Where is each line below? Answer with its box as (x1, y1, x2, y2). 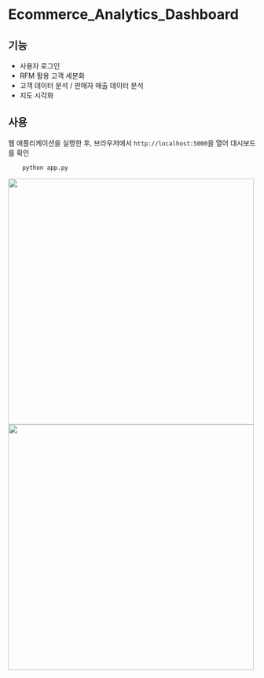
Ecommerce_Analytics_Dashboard (8, 6, 240, 24)
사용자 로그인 (19, 61, 60, 70)
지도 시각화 (19, 90, 54, 100)
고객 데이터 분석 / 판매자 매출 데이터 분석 (19, 81, 144, 90)
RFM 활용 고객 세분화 (19, 71, 85, 80)
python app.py (22, 164, 68, 171)
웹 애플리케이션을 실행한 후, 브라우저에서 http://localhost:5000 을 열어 (8, 138, 229, 147)
